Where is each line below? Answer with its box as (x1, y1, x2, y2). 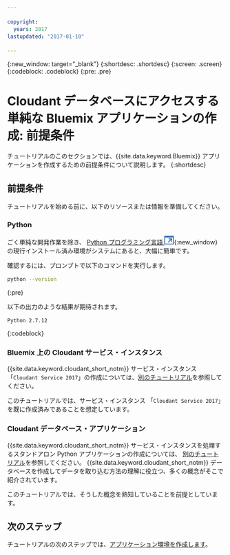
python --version (7, 276, 57, 283)
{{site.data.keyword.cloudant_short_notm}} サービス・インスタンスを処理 (7, 441, 216, 449)
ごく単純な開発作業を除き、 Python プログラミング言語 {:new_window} (7, 238, 218, 247)
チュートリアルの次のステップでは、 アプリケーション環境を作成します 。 (7, 541, 212, 549)
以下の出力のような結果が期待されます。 (7, 303, 122, 311)
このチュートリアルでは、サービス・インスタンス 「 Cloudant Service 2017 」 (7, 397, 224, 405)
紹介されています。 (7, 475, 61, 483)
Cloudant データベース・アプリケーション (7, 424, 146, 434)
